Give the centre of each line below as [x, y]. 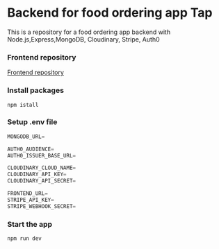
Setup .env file [32, 122]
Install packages [36, 90]
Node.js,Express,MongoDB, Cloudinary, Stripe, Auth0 [83, 39]
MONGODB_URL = [26, 137]
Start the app [30, 224]
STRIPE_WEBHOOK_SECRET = [42, 206]
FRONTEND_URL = [28, 194]
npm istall [23, 105]
